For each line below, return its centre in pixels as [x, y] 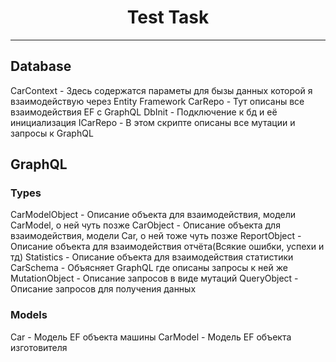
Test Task [168, 17]
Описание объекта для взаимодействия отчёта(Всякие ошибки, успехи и [167, 247]
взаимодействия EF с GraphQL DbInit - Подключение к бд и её [144, 112]
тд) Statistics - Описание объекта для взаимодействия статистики [152, 257]
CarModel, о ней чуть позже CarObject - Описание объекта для [145, 225]
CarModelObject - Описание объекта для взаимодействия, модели [153, 215]
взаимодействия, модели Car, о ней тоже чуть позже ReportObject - [156, 236]
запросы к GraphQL [52, 133]
